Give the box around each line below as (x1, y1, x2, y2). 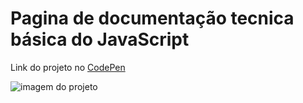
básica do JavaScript (10, 28, 190, 51)
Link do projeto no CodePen (10, 61, 126, 73)
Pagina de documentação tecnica (10, 7, 295, 30)
